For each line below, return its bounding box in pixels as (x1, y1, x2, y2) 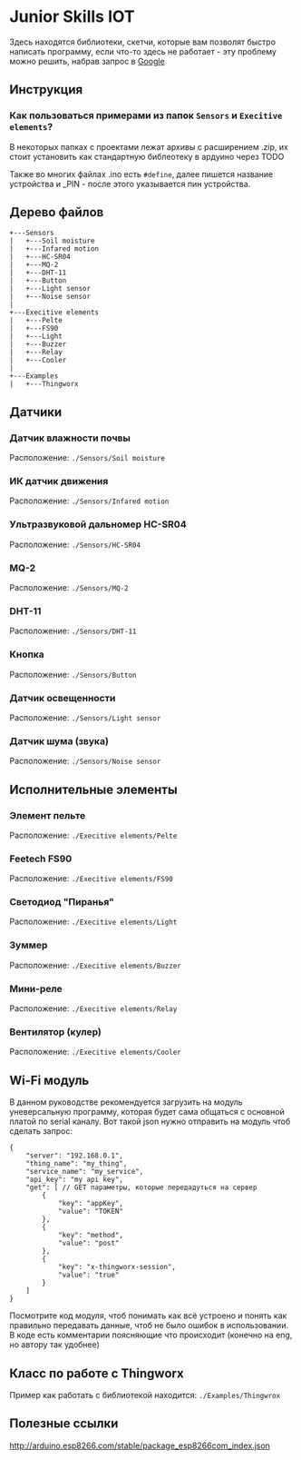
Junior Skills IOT (9, 6, 135, 27)
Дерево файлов (9, 204, 104, 220)
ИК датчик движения (9, 475, 109, 488)
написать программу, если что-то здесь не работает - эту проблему (9, 45, 277, 56)
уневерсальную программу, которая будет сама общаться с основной (9, 1107, 286, 1117)
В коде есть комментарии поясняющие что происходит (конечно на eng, (9, 1329, 293, 1341)
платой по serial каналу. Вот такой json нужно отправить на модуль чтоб (9, 1116, 291, 1127)
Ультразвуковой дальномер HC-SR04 (9, 518, 188, 531)
